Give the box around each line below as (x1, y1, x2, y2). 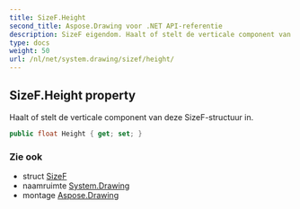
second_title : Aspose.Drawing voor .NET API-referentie (9, 22, 223, 30)
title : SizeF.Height (9, 13, 87, 22)
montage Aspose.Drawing (22, 189, 119, 200)
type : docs (9, 38, 50, 48)
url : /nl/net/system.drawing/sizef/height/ (9, 55, 175, 64)
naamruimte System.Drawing (22, 180, 130, 191)
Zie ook (9, 150, 43, 162)
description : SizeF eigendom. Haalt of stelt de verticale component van (9, 30, 292, 39)
